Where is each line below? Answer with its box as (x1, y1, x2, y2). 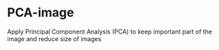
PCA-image (7, 5, 74, 21)
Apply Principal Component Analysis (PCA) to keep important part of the (7, 27, 212, 36)
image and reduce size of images (7, 34, 102, 42)
